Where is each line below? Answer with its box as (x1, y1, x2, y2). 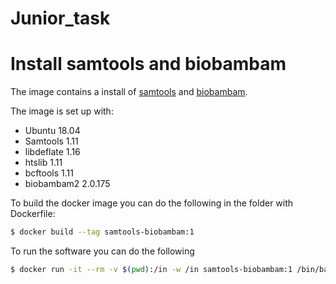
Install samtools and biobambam (10, 53, 287, 76)
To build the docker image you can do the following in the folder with (10, 197, 294, 209)
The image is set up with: (10, 105, 114, 117)
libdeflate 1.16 (24, 146, 81, 158)
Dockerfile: (10, 208, 56, 220)
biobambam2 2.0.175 (24, 178, 111, 190)
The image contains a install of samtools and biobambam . (10, 86, 248, 98)
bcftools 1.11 (24, 167, 74, 179)
